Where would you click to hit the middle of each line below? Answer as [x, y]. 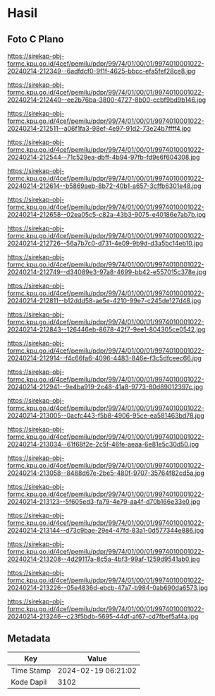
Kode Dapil [29, 682]
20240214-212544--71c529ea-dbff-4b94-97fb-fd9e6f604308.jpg [104, 157]
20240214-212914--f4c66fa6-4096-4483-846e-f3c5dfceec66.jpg [105, 358]
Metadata [29, 638]
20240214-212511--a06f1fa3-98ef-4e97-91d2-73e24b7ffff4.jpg [99, 128]
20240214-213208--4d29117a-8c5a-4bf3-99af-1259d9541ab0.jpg [104, 559]
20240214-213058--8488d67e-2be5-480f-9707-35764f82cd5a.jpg [106, 473]
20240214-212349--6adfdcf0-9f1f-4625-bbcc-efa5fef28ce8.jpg [102, 71]
